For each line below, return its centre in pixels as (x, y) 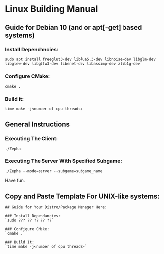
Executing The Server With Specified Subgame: (63, 161)
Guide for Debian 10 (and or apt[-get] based (74, 27)
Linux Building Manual (52, 9)
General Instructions (38, 124)
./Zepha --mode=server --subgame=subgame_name (54, 171)
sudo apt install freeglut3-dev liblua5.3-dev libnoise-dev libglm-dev (80, 59)
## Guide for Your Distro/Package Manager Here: (56, 207)
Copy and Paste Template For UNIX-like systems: (82, 196)
